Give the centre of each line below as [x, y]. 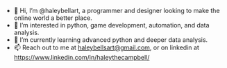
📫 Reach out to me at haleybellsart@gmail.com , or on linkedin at [106, 47]
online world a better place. [53, 18]
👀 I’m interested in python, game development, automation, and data [111, 25]
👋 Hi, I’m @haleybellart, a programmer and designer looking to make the [117, 11]
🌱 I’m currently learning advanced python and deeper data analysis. [111, 40]
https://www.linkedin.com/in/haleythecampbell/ [82, 57]
